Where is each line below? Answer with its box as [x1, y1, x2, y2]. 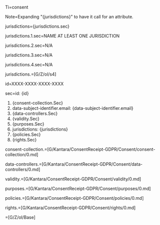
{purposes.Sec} [12, 121, 44, 127]
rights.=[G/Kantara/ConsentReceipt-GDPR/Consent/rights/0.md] [5, 205, 136, 211]
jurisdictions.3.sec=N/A [5, 52, 53, 58]
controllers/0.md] [5, 167, 40, 172]
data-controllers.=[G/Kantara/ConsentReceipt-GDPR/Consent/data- [5, 161, 143, 167]
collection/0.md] [5, 152, 38, 157]
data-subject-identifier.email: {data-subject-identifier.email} [12, 105, 134, 111]
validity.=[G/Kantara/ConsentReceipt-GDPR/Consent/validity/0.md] [5, 176, 141, 182]
